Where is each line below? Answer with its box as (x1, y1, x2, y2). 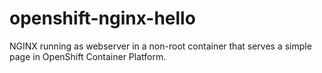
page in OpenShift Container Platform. (9, 50, 167, 62)
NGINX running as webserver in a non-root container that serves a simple (9, 40, 312, 52)
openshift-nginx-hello (9, 7, 196, 30)
